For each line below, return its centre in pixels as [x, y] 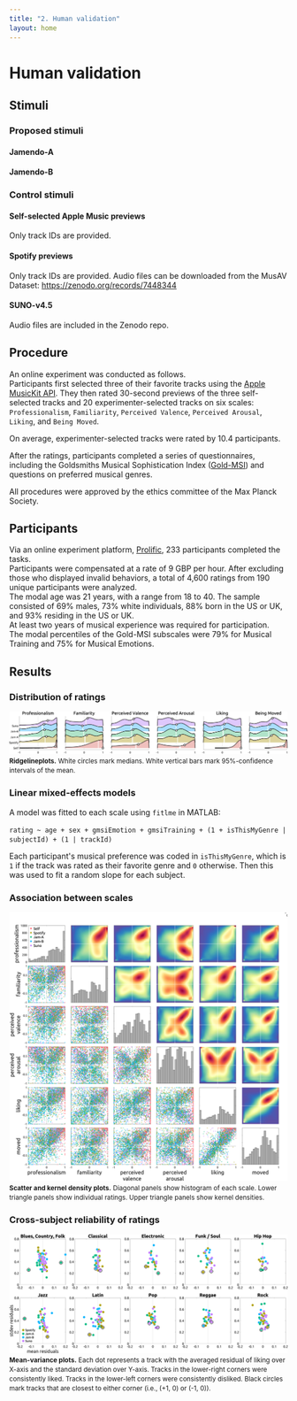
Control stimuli [42, 195]
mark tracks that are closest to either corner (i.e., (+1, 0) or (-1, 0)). [110, 1389]
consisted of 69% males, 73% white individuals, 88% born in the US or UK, [146, 606]
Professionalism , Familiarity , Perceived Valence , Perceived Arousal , [136, 412]
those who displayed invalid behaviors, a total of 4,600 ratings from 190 [140, 578]
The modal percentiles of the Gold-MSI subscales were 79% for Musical [141, 635]
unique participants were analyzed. [73, 588]
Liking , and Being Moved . [54, 421]
